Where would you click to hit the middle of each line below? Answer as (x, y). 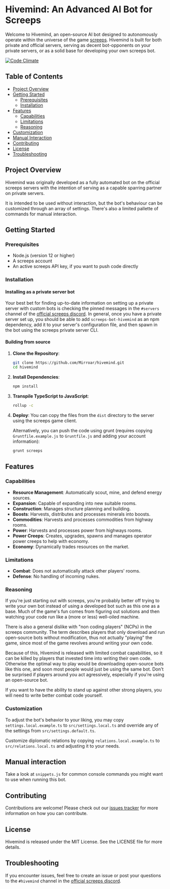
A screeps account (32, 261)
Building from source (28, 342)
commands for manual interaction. (41, 214)
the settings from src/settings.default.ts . (50, 730)
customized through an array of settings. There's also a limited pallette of (82, 208)
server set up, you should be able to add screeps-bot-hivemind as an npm (82, 319)
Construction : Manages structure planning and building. (72, 508)
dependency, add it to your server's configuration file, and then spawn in (81, 325)
